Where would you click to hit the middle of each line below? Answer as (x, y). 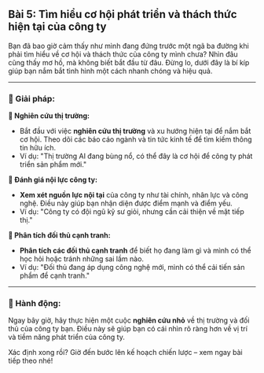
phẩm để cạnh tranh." (55, 275)
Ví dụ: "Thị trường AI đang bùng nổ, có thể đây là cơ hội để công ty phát (136, 156)
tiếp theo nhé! (31, 361)
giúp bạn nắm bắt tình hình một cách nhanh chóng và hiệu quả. (110, 71)
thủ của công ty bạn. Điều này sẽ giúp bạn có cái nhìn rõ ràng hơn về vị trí (128, 329)
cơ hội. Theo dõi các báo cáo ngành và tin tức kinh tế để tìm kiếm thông (136, 139)
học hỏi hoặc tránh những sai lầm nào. (81, 259)
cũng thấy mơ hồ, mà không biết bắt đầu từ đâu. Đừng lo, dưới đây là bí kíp (129, 62)
